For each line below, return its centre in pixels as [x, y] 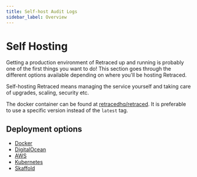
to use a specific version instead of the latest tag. [67, 110]
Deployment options [44, 129]
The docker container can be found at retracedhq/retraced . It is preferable [96, 104]
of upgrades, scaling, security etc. [48, 93]
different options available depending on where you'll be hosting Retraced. [96, 75]
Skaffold [25, 168]
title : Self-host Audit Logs [42, 12]
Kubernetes [29, 162]
